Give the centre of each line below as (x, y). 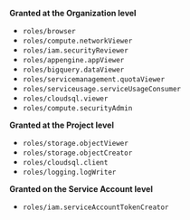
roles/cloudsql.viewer (65, 99)
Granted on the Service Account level (81, 189)
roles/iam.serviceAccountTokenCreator (95, 207)
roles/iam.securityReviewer (75, 51)
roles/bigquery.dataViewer (73, 70)
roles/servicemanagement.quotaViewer (94, 80)
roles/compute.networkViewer (77, 41)
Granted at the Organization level (73, 13)
